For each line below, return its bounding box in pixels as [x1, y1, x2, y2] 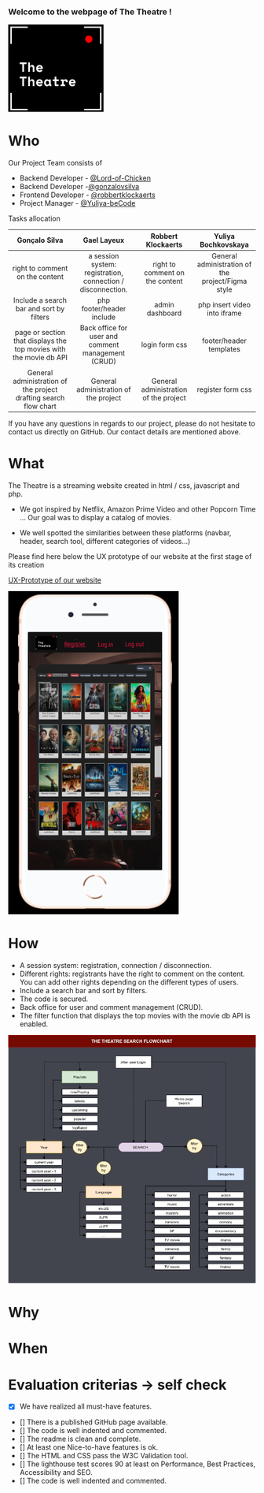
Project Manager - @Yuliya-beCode [19, 199, 136, 208]
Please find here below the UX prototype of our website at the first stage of [8, 552, 252, 561]
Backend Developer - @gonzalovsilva [19, 182, 140, 192]
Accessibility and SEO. [19, 1468, 93, 1477]
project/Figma [201, 276, 247, 285]
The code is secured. [19, 994, 89, 1003]
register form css [196, 385, 252, 394]
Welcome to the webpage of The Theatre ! [8, 6, 172, 17]
